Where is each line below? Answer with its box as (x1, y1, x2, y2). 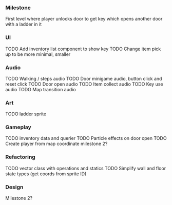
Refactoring (5, 153, 36, 160)
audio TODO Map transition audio (5, 86, 76, 92)
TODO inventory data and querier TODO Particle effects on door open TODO (5, 135, 167, 141)
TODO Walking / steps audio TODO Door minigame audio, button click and (5, 75, 162, 81)
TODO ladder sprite (5, 111, 47, 117)
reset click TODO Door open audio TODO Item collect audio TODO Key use (5, 81, 163, 87)
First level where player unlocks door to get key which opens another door (5, 16, 163, 22)
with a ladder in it (5, 21, 42, 27)
